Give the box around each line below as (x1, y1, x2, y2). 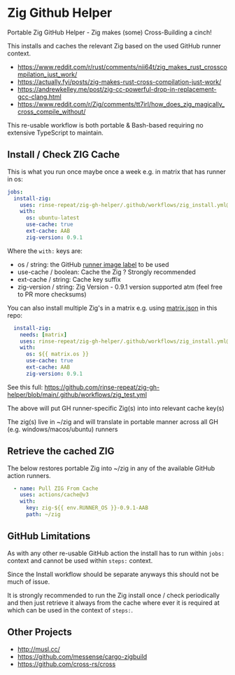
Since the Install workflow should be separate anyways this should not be (7, 570, 219, 578)
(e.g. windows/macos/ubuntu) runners (7, 425, 118, 433)
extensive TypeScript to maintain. (7, 128, 104, 137)
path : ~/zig (25, 511, 61, 518)
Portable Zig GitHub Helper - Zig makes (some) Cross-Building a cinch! (7, 28, 212, 36)
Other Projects (7, 626, 72, 639)
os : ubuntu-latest (25, 214, 80, 221)
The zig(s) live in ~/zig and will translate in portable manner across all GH (7, 417, 219, 425)
